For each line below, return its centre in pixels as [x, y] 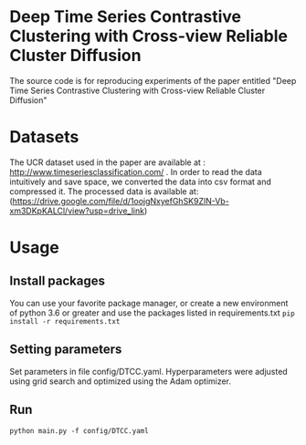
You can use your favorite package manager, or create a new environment [149, 303]
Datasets [44, 137]
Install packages [57, 281]
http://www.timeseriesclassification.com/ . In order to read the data [136, 171]
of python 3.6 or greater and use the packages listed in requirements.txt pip [152, 313]
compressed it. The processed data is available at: [104, 191]
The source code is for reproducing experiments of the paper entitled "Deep [153, 80]
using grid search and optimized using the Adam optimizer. [120, 381]
